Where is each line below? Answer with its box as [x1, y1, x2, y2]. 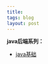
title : [7, 9, 23, 15]
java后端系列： [7, 38, 44, 45]
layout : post [7, 20, 40, 26]
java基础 [15, 51, 37, 58]
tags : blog [7, 15, 34, 21]
